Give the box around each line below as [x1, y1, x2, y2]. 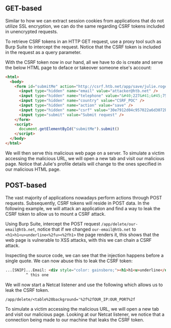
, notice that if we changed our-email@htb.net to [35, 226, 136, 232]
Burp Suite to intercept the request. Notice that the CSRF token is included [5, 43, 161, 50]
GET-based [5, 4, 42, 13]
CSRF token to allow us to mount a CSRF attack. [5, 211, 106, 217]
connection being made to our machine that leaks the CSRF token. [5, 317, 145, 323]
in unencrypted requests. [5, 28, 59, 35]
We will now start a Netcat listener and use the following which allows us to [5, 282, 163, 288]
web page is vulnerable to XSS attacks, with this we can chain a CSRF [5, 237, 152, 243]
